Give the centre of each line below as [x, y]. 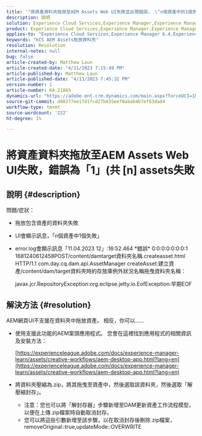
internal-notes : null [33, 51]
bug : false [20, 57]
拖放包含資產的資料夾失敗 [47, 223]
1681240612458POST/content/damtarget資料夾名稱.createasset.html [100, 256]
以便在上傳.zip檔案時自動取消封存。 [68, 412]
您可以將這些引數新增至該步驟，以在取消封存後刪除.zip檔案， [99, 420]
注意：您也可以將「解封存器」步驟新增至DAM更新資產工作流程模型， [109, 405]
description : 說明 [28, 17]
